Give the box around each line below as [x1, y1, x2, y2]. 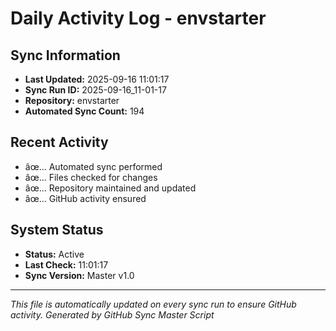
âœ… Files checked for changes [24, 171, 158, 183]
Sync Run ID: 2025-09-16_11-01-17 [24, 84, 167, 96]
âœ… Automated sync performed [24, 160, 163, 172]
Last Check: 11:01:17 [24, 258, 109, 271]
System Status [10, 222, 104, 239]
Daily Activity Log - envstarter [10, 7, 267, 30]
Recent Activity [10, 134, 109, 151]
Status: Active [24, 248, 85, 260]
